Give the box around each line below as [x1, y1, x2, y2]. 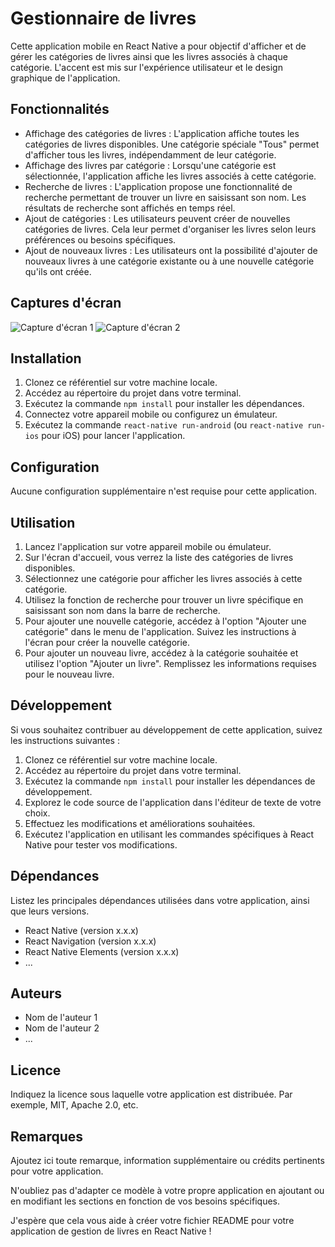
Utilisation [10, 514, 76, 531]
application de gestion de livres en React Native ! [10, 1225, 212, 1237]
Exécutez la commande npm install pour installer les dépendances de [24, 775, 316, 787]
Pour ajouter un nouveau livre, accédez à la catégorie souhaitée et [24, 647, 299, 659]
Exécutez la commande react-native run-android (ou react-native [24, 419, 304, 431]
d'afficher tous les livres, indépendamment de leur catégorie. [24, 148, 277, 161]
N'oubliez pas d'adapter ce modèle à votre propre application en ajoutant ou [10, 1185, 325, 1197]
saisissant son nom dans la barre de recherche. [24, 605, 221, 616]
